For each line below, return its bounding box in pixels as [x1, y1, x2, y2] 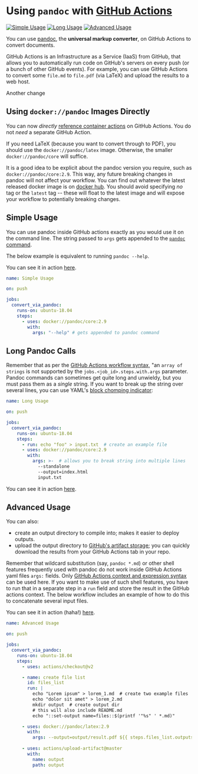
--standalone [37, 464, 70, 469]
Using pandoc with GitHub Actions [6, 4, 173, 18]
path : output [32, 762, 65, 768]
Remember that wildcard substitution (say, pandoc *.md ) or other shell [6, 560, 175, 567]
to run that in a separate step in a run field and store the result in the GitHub [6, 585, 190, 592]
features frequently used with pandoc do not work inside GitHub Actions [6, 566, 182, 573]
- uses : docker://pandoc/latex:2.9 [21, 723, 110, 730]
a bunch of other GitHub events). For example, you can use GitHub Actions [6, 65, 188, 72]
